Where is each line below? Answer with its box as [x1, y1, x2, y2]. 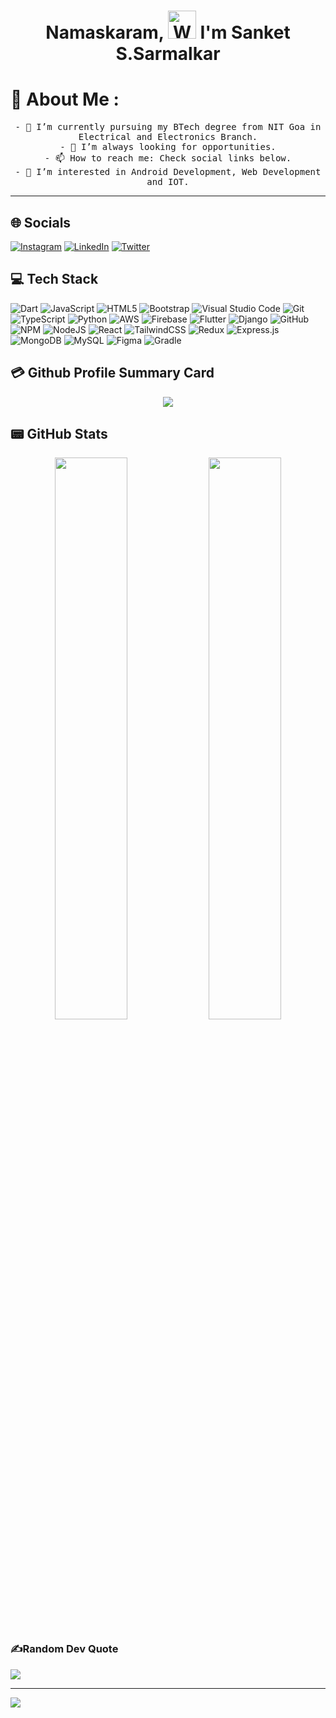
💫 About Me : [10, 88, 120, 111]
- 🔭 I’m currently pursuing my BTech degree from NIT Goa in [14, 121, 322, 133]
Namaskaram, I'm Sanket [45, 21, 291, 44]
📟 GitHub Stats [10, 425, 108, 442]
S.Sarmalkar [115, 43, 221, 65]
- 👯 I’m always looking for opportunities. [59, 141, 277, 153]
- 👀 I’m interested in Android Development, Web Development [14, 166, 322, 178]
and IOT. [146, 176, 190, 188]
